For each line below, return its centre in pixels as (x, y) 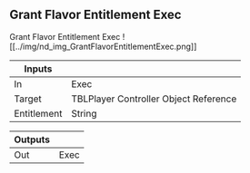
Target (28, 99)
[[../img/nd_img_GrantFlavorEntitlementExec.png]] (103, 46)
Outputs (32, 139)
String (84, 113)
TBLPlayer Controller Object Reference (154, 99)
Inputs (38, 69)
